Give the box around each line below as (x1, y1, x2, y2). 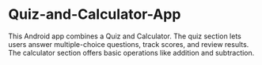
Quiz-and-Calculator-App (8, 5, 181, 23)
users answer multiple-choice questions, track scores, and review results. (8, 39, 249, 49)
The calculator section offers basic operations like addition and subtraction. (8, 48, 255, 57)
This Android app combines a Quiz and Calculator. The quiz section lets (8, 31, 241, 41)
